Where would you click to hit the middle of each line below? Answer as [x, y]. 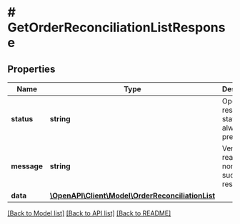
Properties [31, 69]
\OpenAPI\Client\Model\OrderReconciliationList [132, 195]
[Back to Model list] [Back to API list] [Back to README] [89, 213]
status [22, 119]
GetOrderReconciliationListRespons [116, 27]
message [27, 166]
